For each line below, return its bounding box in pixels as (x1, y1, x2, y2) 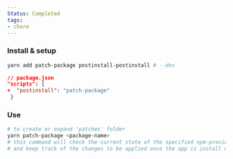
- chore (7, 23, 30, 30)
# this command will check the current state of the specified (7, 139, 194, 146)
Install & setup (7, 46, 57, 56)
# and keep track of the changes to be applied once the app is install (7, 145, 222, 152)
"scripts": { (7, 81, 45, 87)
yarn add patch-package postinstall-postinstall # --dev (7, 62, 175, 69)
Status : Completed (7, 10, 60, 17)
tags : (7, 17, 23, 24)
